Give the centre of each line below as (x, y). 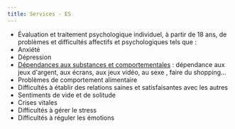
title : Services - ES (39, 14)
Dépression (34, 57)
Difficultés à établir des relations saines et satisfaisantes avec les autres (123, 87)
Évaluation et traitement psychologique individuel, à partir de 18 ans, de (122, 34)
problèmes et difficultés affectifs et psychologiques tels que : (107, 42)
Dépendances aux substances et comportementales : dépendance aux (121, 64)
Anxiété (29, 49)
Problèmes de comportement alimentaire (77, 80)
